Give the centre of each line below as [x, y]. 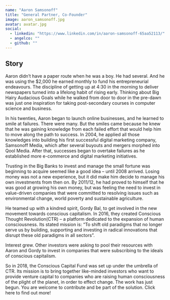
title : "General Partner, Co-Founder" [46, 15]
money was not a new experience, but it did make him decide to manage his [85, 176]
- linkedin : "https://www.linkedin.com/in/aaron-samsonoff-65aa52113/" [88, 34]
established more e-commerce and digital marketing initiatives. [71, 156]
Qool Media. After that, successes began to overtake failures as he [75, 151]
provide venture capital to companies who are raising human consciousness [85, 276]
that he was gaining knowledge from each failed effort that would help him [83, 129]
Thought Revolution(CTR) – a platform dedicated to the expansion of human [85, 219]
